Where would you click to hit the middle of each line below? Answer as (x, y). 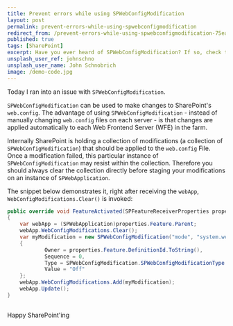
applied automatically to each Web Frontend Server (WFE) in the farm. (107, 127)
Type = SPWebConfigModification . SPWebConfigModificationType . (136, 263)
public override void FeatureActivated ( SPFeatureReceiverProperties (108, 211)
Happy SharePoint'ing (38, 315)
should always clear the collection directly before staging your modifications (116, 170)
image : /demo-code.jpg (40, 72)
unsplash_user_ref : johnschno (51, 59)
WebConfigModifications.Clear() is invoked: (70, 198)
